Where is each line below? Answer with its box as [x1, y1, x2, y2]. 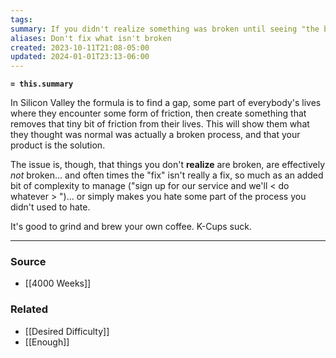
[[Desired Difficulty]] [24, 325, 110, 337]
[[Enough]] [24, 336, 70, 348]
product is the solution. [10, 139, 106, 151]
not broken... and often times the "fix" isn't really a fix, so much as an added [10, 169, 324, 181]
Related [10, 302, 49, 316]
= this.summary [10, 79, 74, 90]
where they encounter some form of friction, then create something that [10, 107, 307, 120]
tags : [10, 14, 33, 25]
